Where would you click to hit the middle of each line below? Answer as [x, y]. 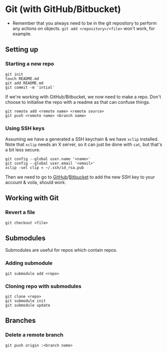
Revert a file [20, 213]
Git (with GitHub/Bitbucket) [63, 9]
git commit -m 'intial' [30, 87]
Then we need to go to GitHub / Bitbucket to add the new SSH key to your [80, 177]
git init [14, 74]
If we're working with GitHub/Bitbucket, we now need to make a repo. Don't [83, 97]
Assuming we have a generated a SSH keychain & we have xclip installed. [82, 139]
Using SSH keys [25, 128]
